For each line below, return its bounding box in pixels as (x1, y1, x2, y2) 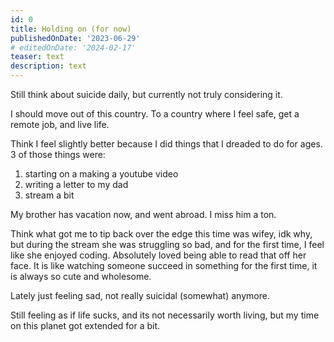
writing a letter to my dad (24, 179, 129, 190)
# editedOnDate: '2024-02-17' (10, 42, 137, 53)
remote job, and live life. (10, 119, 110, 130)
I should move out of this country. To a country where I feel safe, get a (10, 108, 300, 120)
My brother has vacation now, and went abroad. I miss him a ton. (10, 209, 277, 220)
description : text (10, 61, 87, 71)
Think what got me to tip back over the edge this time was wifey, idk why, (10, 228, 313, 240)
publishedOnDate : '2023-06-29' (10, 33, 141, 43)
